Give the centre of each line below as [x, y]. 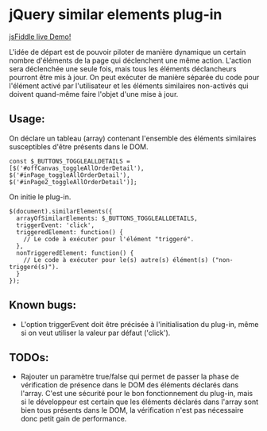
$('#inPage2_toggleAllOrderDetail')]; [73, 182]
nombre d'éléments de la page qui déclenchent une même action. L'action [130, 60]
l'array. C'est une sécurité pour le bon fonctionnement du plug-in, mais [137, 394]
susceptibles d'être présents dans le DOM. [79, 146]
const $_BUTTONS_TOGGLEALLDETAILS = [70, 161]
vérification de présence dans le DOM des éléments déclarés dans [130, 385]
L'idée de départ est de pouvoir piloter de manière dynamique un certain [128, 52]
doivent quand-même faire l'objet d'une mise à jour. [94, 94]
